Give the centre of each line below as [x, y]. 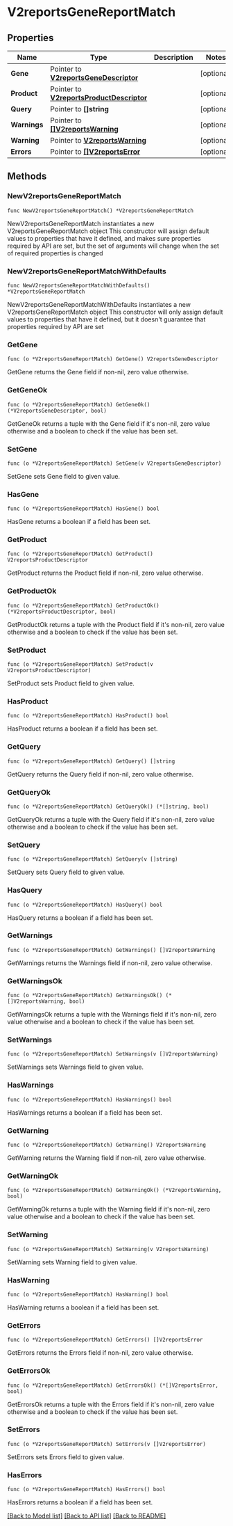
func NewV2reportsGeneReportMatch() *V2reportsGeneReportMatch [101, 210]
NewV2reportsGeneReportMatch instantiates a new [81, 223]
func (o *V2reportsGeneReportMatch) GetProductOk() [83, 605]
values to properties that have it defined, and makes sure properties [104, 238]
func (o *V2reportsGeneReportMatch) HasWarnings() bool [89, 1099]
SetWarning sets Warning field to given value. [72, 1262]
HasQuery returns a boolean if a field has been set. [80, 917]
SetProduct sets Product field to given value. [71, 683]
